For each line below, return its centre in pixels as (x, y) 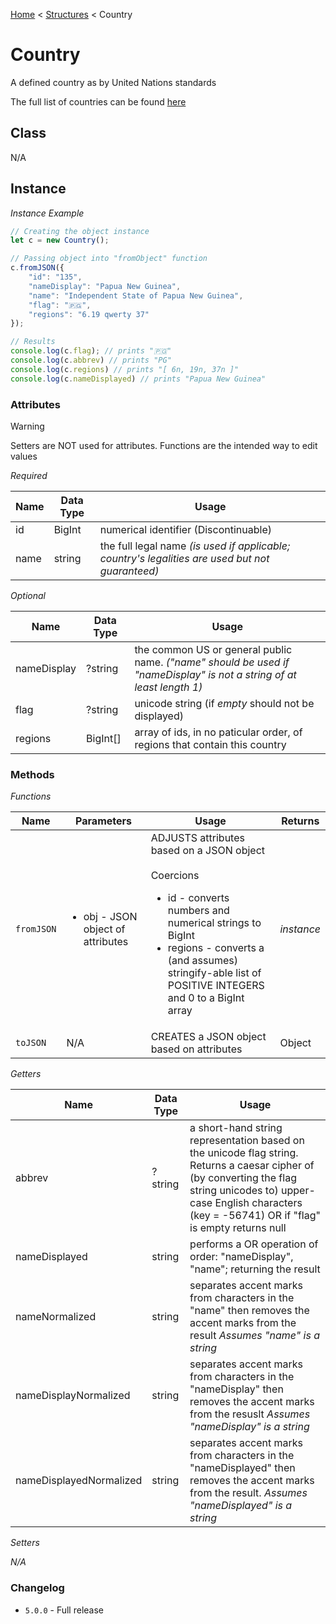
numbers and (198, 911)
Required (29, 475)
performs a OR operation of (254, 1244)
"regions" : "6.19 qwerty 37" (89, 314)
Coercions (175, 876)
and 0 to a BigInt (206, 998)
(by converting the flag (243, 1178)
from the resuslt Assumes (250, 1414)
